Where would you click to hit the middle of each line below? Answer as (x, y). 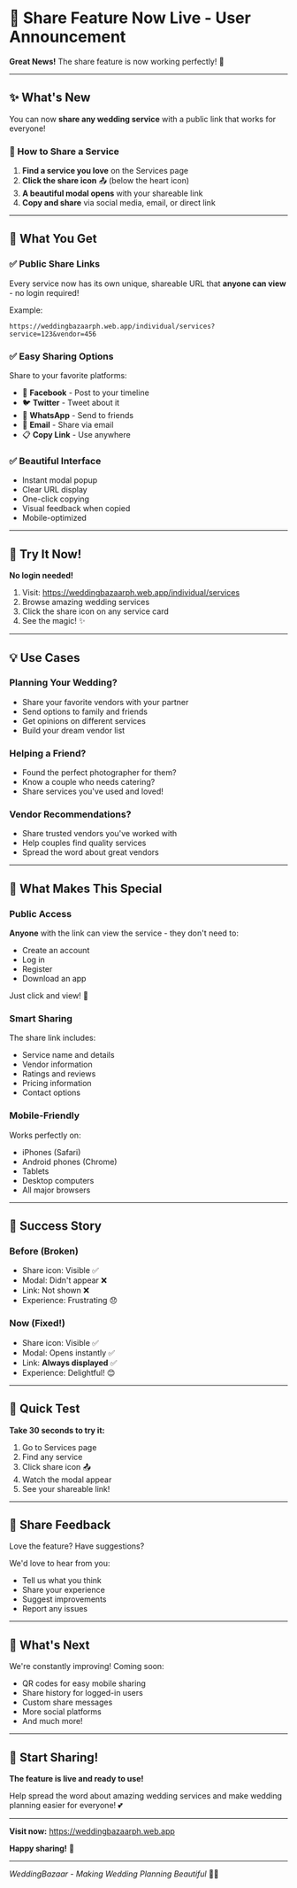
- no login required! (44, 292)
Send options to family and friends (85, 711)
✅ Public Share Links (54, 264)
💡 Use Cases (45, 658)
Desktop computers (58, 1180)
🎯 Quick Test (45, 1409)
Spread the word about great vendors (90, 852)
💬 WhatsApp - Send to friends (78, 416)
